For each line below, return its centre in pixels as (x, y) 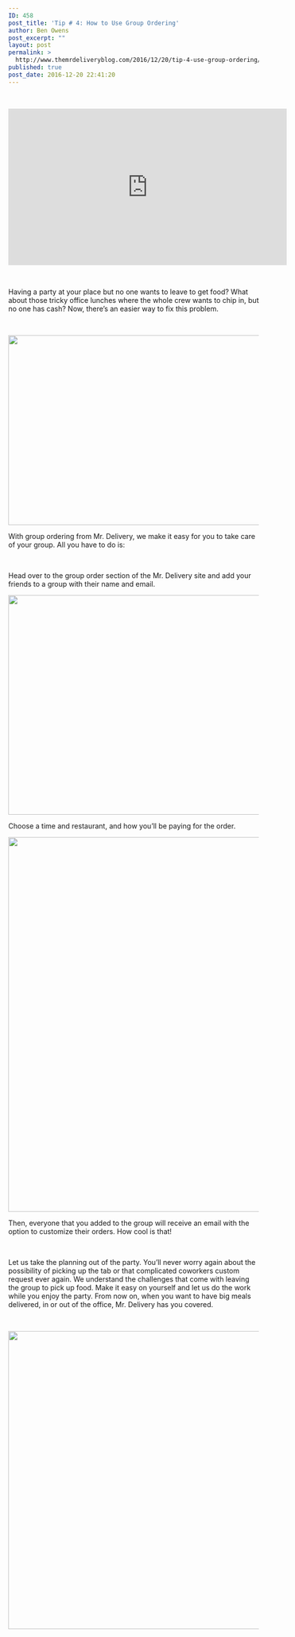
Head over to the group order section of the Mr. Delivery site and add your (130, 575)
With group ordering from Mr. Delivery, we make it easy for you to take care (132, 536)
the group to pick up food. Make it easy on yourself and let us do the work (130, 1287)
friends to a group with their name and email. (82, 584)
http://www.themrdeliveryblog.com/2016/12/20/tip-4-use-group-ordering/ (138, 60)
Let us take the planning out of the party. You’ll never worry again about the (132, 1262)
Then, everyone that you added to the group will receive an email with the (129, 1223)
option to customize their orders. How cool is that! (90, 1231)
